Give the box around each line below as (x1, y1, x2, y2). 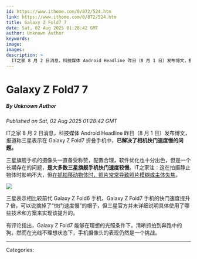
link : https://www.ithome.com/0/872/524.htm (6, 14, 117, 20)
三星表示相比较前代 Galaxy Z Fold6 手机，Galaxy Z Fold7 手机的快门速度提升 (6, 195, 191, 202)
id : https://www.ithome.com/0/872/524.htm (6, 8, 111, 15)
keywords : (6, 36, 30, 42)
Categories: (6, 246, 35, 253)
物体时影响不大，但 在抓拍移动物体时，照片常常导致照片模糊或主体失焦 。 (6, 171, 181, 178)
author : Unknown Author (6, 30, 64, 36)
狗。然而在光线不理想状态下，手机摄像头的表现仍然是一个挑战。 (6, 229, 160, 236)
